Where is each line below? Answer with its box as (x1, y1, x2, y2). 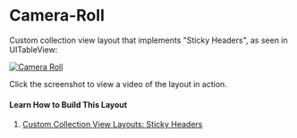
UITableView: (9, 44, 58, 54)
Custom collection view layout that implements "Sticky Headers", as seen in (9, 35, 288, 45)
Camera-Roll (9, 5, 105, 26)
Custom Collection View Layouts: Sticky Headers (21, 119, 203, 130)
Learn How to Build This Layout (9, 99, 128, 110)
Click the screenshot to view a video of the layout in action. (9, 78, 228, 89)
